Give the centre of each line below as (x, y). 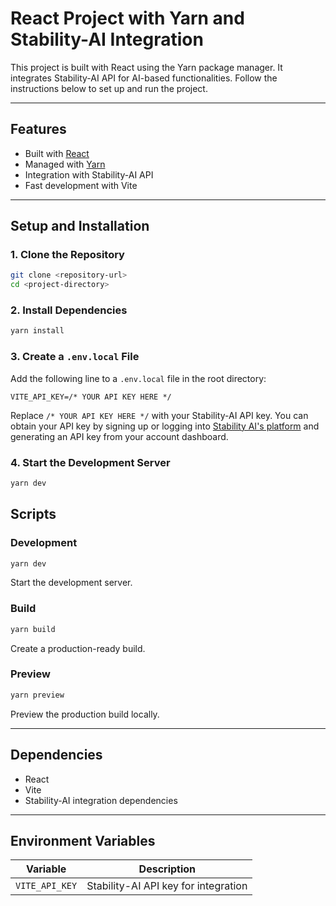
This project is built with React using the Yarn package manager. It (146, 67)
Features (38, 129)
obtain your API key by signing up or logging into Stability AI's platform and (165, 426)
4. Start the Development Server (90, 462)
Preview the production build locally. (85, 714)
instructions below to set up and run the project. (109, 88)
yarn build (33, 629)
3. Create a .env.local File (75, 357)
